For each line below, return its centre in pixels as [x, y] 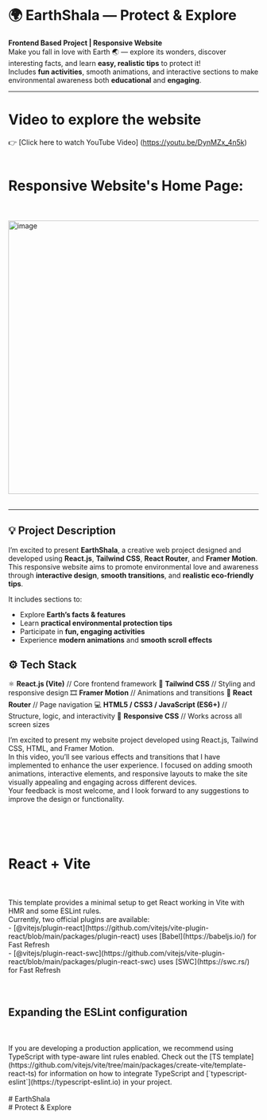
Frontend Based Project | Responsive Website [85, 43]
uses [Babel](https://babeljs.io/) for [199, 936]
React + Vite [50, 863]
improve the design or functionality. [66, 799]
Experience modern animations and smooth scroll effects [116, 640]
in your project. [147, 1082]
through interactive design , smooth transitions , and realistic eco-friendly [131, 575]
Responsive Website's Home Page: [126, 186]
